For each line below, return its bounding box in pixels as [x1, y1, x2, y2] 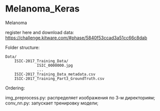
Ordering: [5, 85, 25, 91]
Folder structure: [5, 44, 40, 50]
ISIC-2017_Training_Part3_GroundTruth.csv [14, 76, 105, 81]
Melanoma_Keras [5, 3, 79, 15]
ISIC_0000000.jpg [37, 63, 73, 68]
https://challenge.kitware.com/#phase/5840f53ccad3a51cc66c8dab [5, 35, 147, 41]
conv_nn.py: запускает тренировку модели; [5, 100, 99, 106]
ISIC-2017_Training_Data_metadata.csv [14, 71, 96, 77]
